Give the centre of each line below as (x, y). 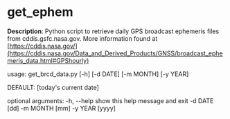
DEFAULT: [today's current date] (53, 87)
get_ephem (40, 12)
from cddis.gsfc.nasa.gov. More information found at (82, 38)
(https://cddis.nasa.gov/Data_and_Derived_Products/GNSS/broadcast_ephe (115, 53)
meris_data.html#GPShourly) (48, 60)
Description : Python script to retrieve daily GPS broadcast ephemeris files (113, 31)
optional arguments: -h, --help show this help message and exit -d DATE (110, 100)
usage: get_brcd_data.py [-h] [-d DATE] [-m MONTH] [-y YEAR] (98, 74)
